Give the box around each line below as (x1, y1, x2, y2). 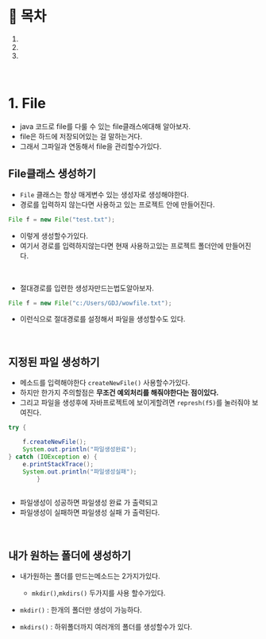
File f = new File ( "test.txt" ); (8, 216, 115, 224)
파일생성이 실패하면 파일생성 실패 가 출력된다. (19, 508, 160, 517)
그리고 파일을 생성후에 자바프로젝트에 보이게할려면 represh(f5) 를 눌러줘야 (19, 398, 250, 407)
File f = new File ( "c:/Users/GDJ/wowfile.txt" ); (8, 299, 172, 307)
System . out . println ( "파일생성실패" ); (22, 467, 137, 476)
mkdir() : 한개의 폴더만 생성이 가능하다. (19, 606, 143, 615)
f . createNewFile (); (22, 438, 87, 446)
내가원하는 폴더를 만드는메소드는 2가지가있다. (19, 571, 160, 581)
